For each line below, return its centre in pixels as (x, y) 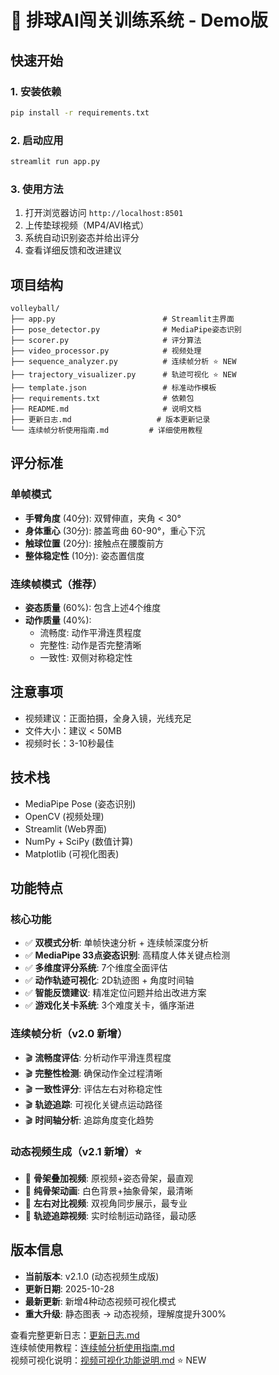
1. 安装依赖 (36, 91)
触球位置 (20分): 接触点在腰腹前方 (94, 543)
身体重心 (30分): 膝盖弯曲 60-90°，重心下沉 (115, 530)
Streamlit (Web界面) (66, 828)
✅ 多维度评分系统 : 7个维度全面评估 (96, 968)
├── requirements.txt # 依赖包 (102, 399)
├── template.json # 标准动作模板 (113, 388)
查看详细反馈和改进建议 (73, 250)
